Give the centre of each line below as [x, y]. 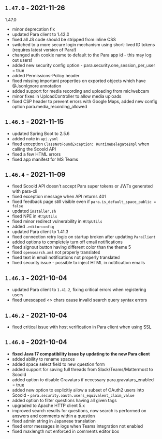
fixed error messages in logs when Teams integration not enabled [77, 426]
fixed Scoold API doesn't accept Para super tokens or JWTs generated [82, 186]
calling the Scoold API [34, 149]
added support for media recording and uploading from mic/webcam [81, 91]
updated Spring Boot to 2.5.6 [41, 134]
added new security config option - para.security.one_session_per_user [84, 65]
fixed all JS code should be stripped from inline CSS [64, 39]
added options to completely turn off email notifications [67, 242]
